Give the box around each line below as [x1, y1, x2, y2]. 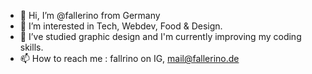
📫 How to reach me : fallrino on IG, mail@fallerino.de [19, 53, 240, 64]
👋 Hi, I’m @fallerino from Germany [19, 10, 161, 21]
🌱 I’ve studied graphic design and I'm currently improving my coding [19, 31, 302, 42]
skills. [19, 41, 44, 53]
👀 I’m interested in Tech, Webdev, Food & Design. [19, 20, 223, 32]
